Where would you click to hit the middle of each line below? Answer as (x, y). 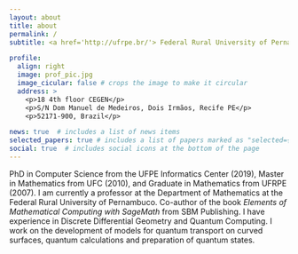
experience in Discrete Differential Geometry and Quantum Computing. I (141, 221)
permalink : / (33, 34)
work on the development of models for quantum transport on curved (136, 230)
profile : (25, 59)
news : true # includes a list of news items (94, 132)
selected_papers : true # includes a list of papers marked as (126, 140)
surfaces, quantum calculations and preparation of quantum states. (132, 240)
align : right (41, 67)
